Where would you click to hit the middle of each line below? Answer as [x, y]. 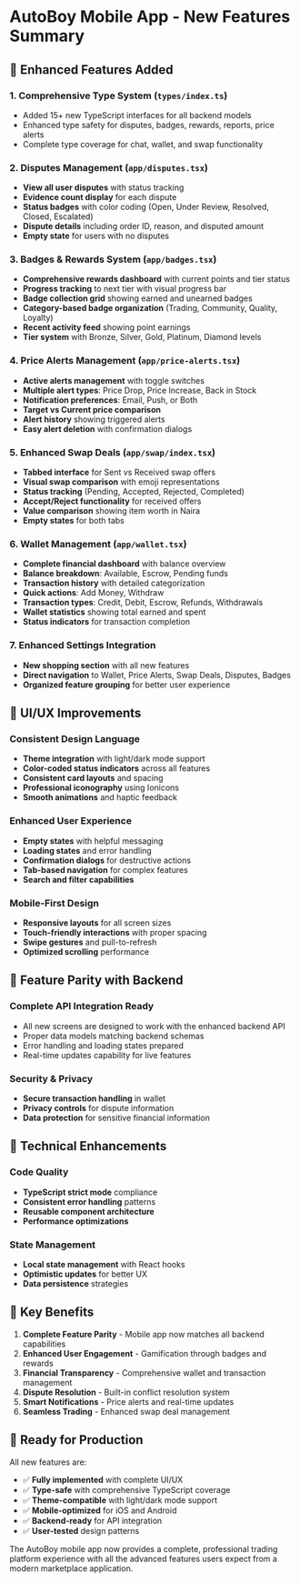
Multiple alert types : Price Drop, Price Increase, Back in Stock [140, 390]
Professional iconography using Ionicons [101, 787]
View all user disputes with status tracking [103, 187]
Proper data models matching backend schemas [113, 1036]
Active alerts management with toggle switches [113, 380]
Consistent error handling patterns [89, 1201]
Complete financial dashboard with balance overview [124, 564]
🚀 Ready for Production [76, 1440]
